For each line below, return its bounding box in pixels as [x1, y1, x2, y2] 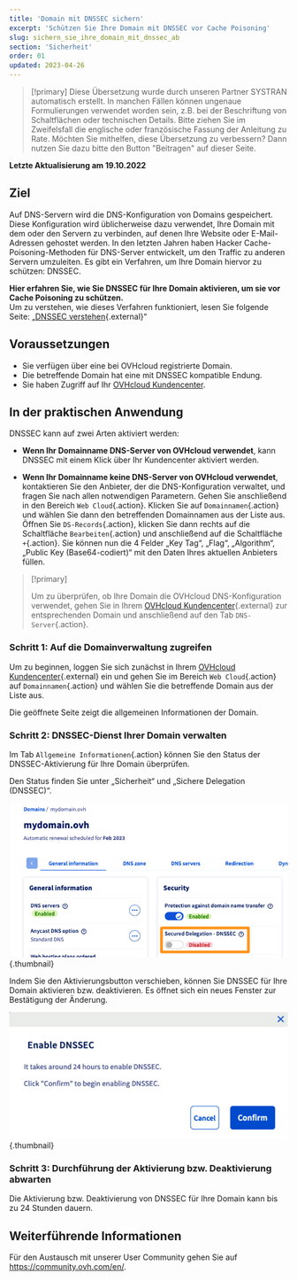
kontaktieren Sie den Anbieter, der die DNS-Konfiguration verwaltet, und [21, 481, 286, 492]
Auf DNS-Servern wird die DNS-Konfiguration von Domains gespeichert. [9, 209, 274, 220]
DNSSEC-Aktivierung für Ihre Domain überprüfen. [9, 758, 190, 770]
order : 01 [9, 51, 46, 61]
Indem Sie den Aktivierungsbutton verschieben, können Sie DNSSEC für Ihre [9, 975, 287, 986]
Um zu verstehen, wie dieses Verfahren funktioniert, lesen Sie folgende [9, 301, 270, 312]
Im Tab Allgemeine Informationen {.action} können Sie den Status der [9, 749, 261, 760]
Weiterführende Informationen [9, 1228, 182, 1244]
